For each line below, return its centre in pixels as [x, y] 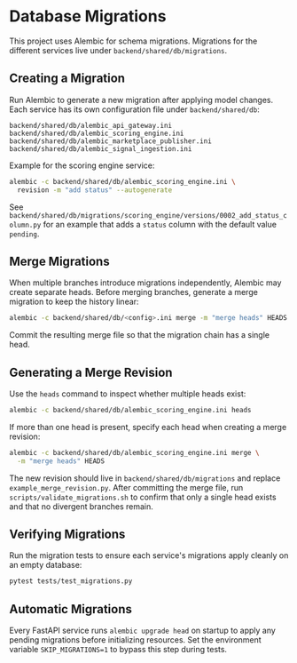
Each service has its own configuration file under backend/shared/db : [134, 109]
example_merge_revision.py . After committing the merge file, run [126, 487]
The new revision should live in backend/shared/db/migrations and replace [145, 478]
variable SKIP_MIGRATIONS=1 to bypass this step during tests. [118, 650]
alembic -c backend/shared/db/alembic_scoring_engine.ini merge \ [134, 452]
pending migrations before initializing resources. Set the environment [135, 640]
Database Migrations [88, 16]
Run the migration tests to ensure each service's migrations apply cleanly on [149, 555]
